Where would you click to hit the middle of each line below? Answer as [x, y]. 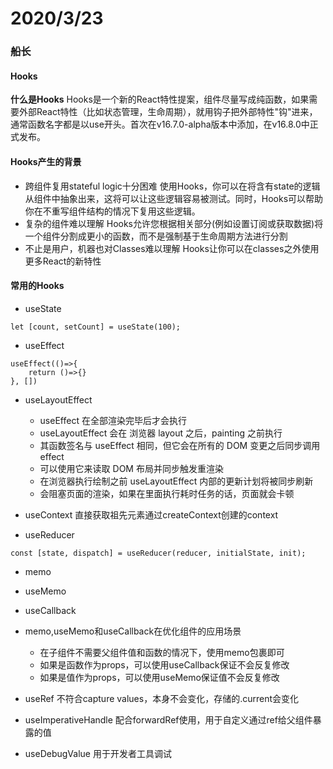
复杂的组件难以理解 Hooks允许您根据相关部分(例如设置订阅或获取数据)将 [174, 223]
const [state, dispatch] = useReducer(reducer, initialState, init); [158, 553]
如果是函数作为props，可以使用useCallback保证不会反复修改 [164, 664]
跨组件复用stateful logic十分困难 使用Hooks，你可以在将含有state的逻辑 [172, 186]
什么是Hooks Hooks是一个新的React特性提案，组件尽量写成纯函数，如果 [160, 99]
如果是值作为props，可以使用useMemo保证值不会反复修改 [159, 677]
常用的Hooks [37, 286]
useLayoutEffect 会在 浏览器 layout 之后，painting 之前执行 [161, 433]
